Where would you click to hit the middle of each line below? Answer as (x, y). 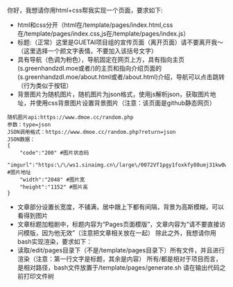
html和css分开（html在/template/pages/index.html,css (95, 25)
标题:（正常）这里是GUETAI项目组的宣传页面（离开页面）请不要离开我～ (120, 42)
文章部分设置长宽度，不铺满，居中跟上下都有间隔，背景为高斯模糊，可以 (120, 207)
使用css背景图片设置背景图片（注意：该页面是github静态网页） (126, 103)
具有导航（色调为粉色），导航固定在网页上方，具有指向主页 (101, 60)
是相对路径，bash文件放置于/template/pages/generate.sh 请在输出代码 (118, 268)
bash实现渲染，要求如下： (55, 242)
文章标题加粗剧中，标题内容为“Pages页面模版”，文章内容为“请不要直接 (118, 224)
